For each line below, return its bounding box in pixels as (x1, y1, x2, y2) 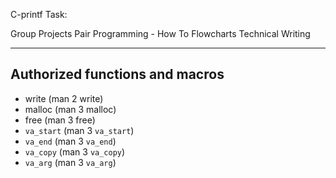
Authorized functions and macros (10, 66, 225, 83)
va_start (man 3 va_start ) (24, 124, 135, 136)
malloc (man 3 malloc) (24, 103, 117, 115)
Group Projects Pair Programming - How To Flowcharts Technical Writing (10, 28, 311, 39)
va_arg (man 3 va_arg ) (24, 156, 117, 168)
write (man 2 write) (24, 92, 104, 104)
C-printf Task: (10, 9, 68, 20)
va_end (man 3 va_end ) (24, 135, 117, 147)
